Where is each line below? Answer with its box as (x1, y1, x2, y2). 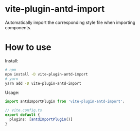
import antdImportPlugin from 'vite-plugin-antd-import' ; (5, 99, 125, 104)
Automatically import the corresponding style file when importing (5, 19, 136, 25)
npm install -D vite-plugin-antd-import (5, 72, 88, 76)
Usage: (5, 90, 19, 95)
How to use (5, 42, 52, 53)
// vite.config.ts (5, 108, 42, 113)
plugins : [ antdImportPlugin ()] (9, 117, 73, 122)
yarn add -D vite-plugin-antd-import (5, 81, 82, 86)
